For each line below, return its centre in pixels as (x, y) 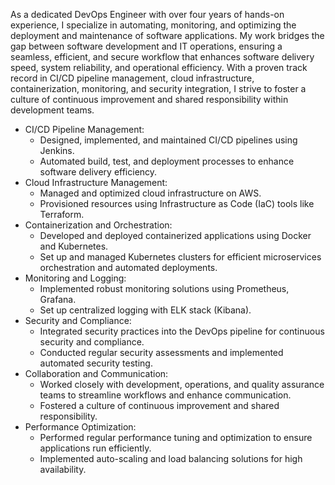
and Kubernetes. (74, 246)
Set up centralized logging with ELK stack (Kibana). (145, 310)
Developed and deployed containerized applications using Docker (175, 235)
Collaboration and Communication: (96, 373)
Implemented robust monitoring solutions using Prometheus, (164, 288)
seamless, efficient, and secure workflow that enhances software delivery (162, 57)
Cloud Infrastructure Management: (96, 182)
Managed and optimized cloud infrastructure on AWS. (150, 193)
